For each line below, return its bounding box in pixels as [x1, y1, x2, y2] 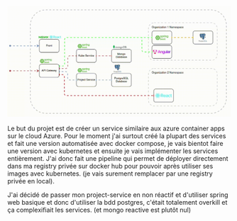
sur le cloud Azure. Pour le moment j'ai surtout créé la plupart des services [7, 131, 226, 140]
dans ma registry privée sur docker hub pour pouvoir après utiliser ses [7, 161, 214, 170]
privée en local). [7, 176, 55, 185]
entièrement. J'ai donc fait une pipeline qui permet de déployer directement [7, 154, 228, 162]
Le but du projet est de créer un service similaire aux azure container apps [7, 124, 225, 132]
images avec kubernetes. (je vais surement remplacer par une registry [7, 169, 213, 178]
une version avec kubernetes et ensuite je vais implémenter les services [7, 147, 219, 155]
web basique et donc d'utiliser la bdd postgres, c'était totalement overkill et [7, 198, 228, 206]
